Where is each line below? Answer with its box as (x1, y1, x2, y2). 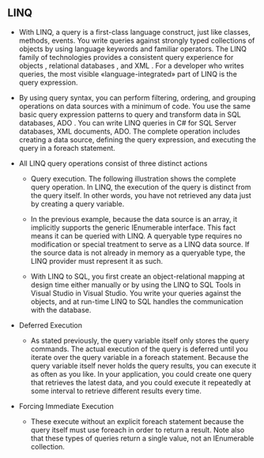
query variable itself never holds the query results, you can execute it (30, 361, 257, 370)
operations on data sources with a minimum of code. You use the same (18, 101, 251, 111)
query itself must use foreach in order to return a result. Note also (30, 425, 245, 434)
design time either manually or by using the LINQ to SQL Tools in (30, 280, 242, 289)
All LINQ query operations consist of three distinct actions (18, 158, 208, 168)
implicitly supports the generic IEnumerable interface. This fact (30, 223, 236, 232)
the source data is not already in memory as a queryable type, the (30, 248, 246, 257)
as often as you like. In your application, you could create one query (30, 369, 252, 378)
